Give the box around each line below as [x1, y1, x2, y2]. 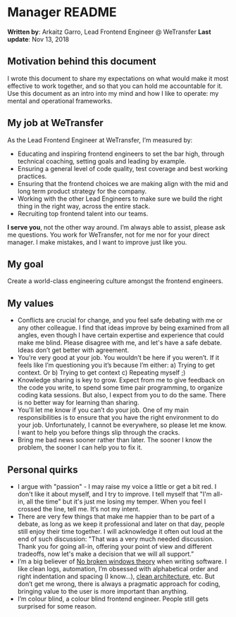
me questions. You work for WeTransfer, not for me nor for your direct [7, 230, 210, 239]
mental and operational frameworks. [7, 96, 113, 105]
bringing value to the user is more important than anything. [17, 587, 189, 595]
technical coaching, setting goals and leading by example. [17, 156, 187, 166]
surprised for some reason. [17, 602, 97, 610]
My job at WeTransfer [7, 117, 104, 129]
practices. [17, 172, 47, 180]
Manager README [7, 4, 118, 20]
